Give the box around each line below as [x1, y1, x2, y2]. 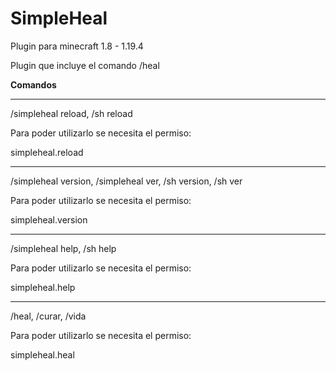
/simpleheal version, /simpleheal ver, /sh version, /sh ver [10, 175, 243, 187]
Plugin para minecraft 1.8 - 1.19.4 [10, 40, 144, 52]
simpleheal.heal [10, 348, 75, 361]
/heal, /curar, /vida [10, 310, 87, 322]
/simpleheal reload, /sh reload [10, 107, 133, 119]
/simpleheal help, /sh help [10, 242, 117, 254]
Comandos [10, 78, 57, 91]
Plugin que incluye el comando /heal [10, 59, 160, 71]
